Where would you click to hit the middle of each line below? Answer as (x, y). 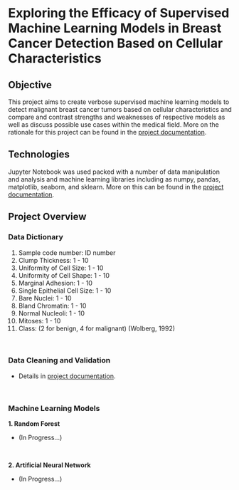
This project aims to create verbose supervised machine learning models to (119, 102)
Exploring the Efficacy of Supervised (119, 13)
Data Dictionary (36, 237)
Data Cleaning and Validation (59, 360)
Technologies (39, 155)
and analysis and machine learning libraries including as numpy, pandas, (115, 179)
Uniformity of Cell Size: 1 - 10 (61, 268)
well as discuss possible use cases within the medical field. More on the (113, 125)
